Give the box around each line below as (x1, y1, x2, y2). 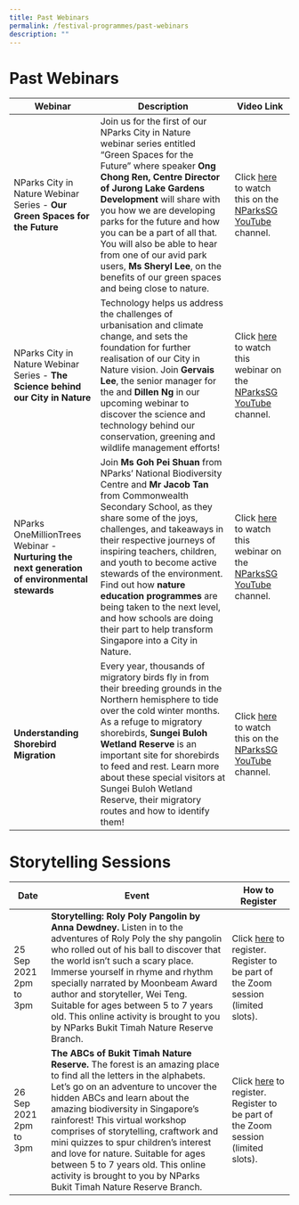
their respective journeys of (100, 534, 216, 546)
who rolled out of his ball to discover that (50, 944, 222, 956)
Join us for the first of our (100, 115, 207, 127)
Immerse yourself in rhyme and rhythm (50, 966, 214, 979)
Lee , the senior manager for (100, 375, 216, 388)
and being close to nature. (100, 283, 210, 295)
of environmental (13, 573, 89, 586)
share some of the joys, (100, 512, 198, 524)
